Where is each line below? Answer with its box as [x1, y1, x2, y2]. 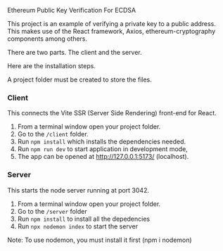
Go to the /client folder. [17, 130, 89, 139]
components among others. [7, 34, 88, 43]
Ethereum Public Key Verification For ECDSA [7, 6, 136, 14]
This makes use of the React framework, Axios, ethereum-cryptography [7, 27, 216, 35]
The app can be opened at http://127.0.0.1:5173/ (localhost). [17, 153, 189, 161]
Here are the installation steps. [7, 62, 96, 70]
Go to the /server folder [17, 207, 87, 215]
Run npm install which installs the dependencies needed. [17, 137, 186, 146]
